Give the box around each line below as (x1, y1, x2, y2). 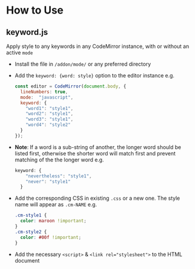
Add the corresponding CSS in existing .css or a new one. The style (14, 195, 180, 202)
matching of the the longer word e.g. (14, 156, 105, 163)
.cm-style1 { (14, 212, 47, 219)
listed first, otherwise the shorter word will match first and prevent (14, 150, 176, 157)
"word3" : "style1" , (25, 116, 74, 122)
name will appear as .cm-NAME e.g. (14, 201, 97, 208)
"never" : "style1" (25, 179, 71, 184)
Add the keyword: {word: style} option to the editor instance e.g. (14, 72, 175, 79)
